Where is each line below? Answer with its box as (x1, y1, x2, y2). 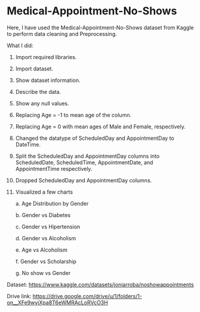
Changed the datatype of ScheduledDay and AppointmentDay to (15, 134, 175, 142)
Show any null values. (15, 100, 69, 107)
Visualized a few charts (15, 188, 73, 195)
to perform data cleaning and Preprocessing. (7, 30, 117, 37)
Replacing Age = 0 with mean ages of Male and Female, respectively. (15, 123, 186, 130)
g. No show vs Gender (15, 269, 71, 276)
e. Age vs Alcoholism (15, 246, 68, 253)
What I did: (7, 42, 33, 49)
